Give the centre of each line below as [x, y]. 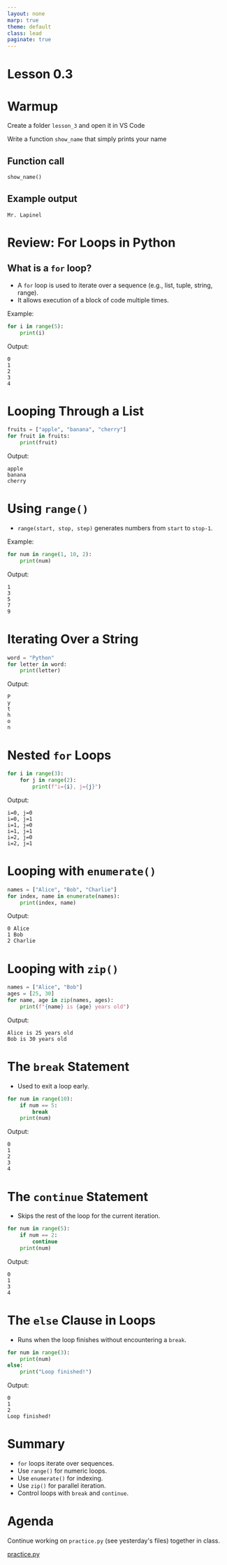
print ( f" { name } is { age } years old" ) [75, 1007]
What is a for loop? [50, 269]
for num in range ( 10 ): [40, 1099]
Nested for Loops [59, 755]
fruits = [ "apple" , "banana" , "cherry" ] [67, 430]
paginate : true [29, 40]
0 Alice [19, 929]
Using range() [48, 509]
